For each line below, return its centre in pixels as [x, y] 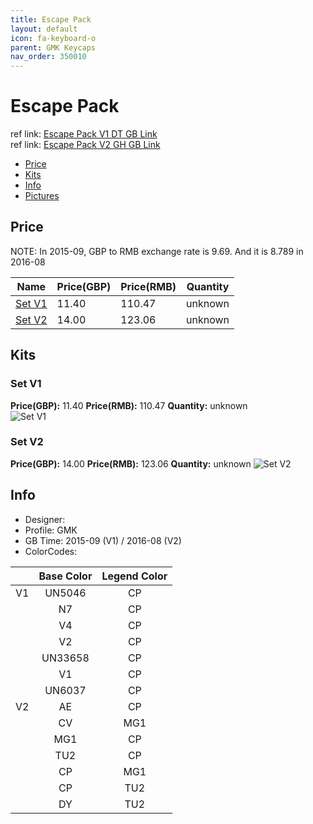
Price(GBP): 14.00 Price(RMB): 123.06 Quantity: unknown [131, 463]
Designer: [45, 519]
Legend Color [134, 576]
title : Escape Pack [51, 19]
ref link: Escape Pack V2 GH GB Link [85, 145]
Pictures [42, 196]
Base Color [65, 576]
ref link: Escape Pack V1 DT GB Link [84, 134]
